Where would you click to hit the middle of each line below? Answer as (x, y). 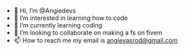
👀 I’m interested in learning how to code (71, 18)
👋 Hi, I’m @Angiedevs (45, 11)
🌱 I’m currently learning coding (58, 25)
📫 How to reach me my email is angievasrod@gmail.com (96, 40)
